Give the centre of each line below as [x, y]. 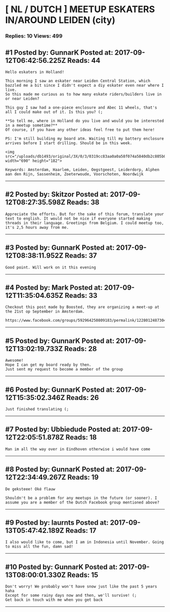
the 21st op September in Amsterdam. [45, 312]
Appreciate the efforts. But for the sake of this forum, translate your [85, 214]
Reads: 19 [83, 477]
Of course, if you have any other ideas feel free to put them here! [80, 130]
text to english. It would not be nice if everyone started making [78, 218]
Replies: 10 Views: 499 [34, 36]
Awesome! [14, 361]
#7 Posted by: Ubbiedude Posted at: [63, 430]
